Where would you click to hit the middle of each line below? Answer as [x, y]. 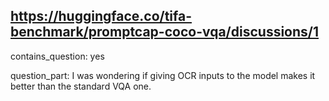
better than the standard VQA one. [81, 86]
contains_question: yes [57, 56]
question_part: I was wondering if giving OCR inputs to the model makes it [163, 75]
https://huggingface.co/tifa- [101, 16]
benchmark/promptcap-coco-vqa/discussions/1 [165, 32]
